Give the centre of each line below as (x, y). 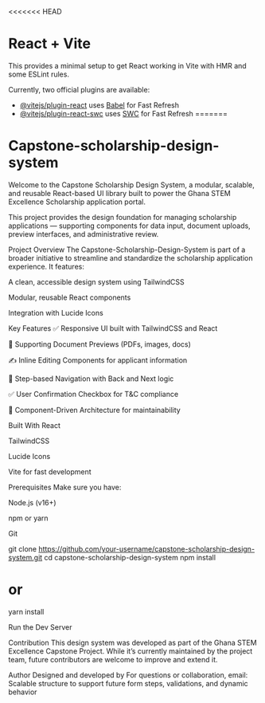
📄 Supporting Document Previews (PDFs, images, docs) (99, 344)
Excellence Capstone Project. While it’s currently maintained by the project (131, 651)
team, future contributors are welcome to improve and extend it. (113, 659)
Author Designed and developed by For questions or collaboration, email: (128, 675)
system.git (25, 557)
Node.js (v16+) (33, 502)
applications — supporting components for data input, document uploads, (129, 226)
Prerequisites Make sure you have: (65, 487)
